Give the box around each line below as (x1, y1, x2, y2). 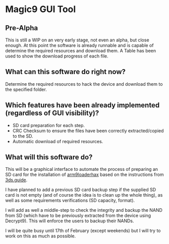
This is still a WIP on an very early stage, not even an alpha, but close (5, 37, 150, 43)
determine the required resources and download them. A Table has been (5, 48, 156, 53)
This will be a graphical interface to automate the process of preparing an (5, 166, 158, 172)
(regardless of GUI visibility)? (5, 109, 99, 117)
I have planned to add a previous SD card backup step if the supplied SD (5, 187, 156, 193)
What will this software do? (5, 153, 93, 162)
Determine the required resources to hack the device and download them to (5, 81, 163, 87)
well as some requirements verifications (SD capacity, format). (5, 198, 135, 204)
